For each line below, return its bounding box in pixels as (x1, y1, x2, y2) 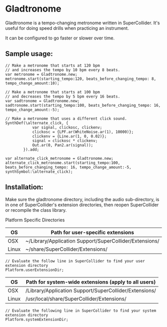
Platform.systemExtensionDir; (5, 317, 69, 322)
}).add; (23, 147, 39, 152)
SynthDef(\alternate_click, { (5, 120, 69, 125)
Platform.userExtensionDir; (5, 267, 64, 272)
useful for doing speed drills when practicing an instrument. (5, 25, 129, 31)
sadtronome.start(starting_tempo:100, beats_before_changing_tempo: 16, (5, 103, 161, 108)
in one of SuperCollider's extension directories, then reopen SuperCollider (5, 202, 159, 208)
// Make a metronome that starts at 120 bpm (5, 63, 100, 68)
